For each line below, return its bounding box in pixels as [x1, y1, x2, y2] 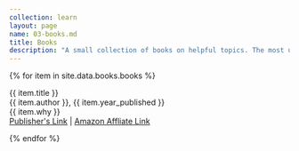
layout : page [9, 21, 58, 30]
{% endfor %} [9, 133, 61, 144]
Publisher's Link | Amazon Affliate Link [9, 116, 150, 127]
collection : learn [9, 12, 77, 22]
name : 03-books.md [9, 29, 77, 38]
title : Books [9, 37, 58, 47]
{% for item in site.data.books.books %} [9, 70, 156, 81]
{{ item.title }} [9, 88, 60, 99]
